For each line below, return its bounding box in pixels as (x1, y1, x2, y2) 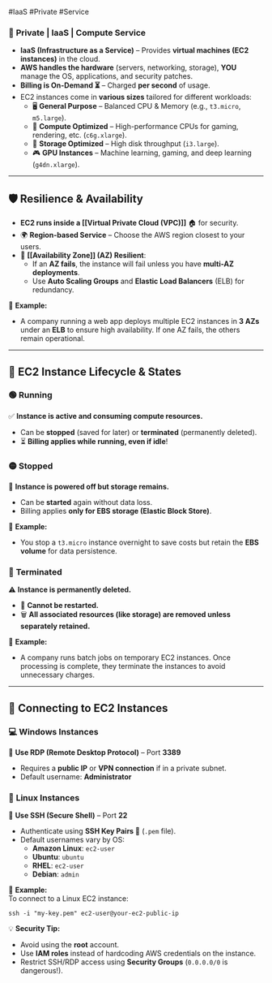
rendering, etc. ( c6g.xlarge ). (32, 130, 127, 140)
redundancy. (32, 285, 74, 295)
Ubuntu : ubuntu (32, 852, 84, 862)
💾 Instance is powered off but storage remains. (8, 482, 170, 492)
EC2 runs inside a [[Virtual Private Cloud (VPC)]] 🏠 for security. (19, 218, 239, 228)
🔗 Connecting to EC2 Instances (8, 701, 168, 715)
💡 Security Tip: (8, 924, 61, 933)
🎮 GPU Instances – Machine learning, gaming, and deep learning (32, 148, 253, 157)
